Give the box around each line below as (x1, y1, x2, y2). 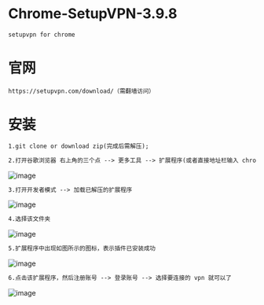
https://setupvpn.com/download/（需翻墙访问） (8, 87, 155, 95)
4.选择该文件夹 (8, 215, 51, 223)
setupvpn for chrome (8, 31, 76, 39)
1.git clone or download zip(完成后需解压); (8, 142, 149, 150)
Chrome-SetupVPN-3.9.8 (8, 5, 178, 23)
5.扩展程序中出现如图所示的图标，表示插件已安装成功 (8, 244, 156, 252)
